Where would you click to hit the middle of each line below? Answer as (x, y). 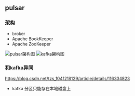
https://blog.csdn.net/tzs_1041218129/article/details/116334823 (67, 78)
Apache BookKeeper (33, 39)
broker (19, 33)
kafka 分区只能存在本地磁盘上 (41, 88)
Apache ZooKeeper (31, 44)
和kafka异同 (19, 67)
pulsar (15, 8)
